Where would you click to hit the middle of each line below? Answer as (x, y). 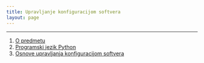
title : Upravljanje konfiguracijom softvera (63, 12)
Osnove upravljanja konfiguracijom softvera (70, 53)
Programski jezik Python (46, 47)
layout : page (23, 18)
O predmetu (30, 41)
